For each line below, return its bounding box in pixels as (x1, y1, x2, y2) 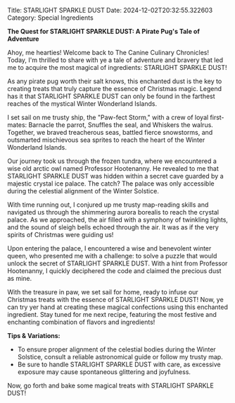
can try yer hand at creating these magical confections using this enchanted (7, 303, 229, 311)
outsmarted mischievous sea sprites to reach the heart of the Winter (7, 136, 205, 144)
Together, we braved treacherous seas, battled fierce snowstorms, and (7, 128, 213, 136)
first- (210, 113, 224, 121)
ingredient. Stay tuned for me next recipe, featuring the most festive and (7, 311, 217, 318)
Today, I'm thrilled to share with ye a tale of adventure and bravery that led (7, 56, 224, 64)
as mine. (7, 275, 32, 282)
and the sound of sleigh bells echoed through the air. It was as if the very (7, 223, 220, 231)
